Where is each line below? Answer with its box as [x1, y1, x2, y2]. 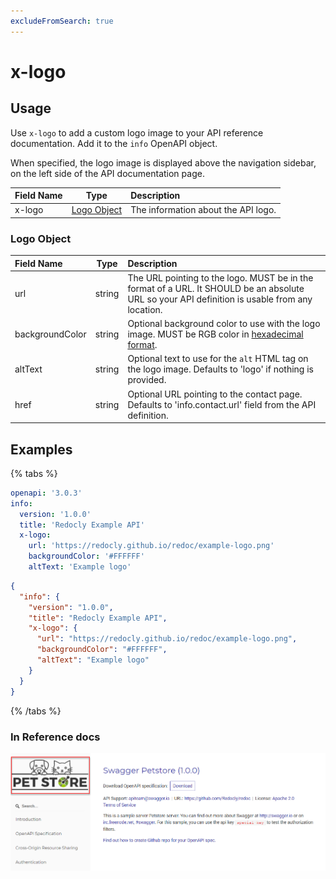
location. [127, 303, 163, 315]
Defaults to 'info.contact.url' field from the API [127, 398, 317, 410]
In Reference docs [10, 730, 101, 744]
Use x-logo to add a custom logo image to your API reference [10, 126, 264, 139]
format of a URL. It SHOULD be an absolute [127, 282, 305, 294]
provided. [127, 374, 167, 386]
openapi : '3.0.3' [10, 488, 83, 498]
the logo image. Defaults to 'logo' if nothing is [127, 363, 314, 375]
